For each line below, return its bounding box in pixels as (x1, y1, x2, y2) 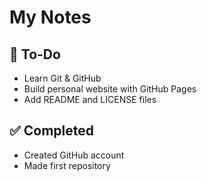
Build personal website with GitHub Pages (23, 83, 197, 95)
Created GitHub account (23, 149, 125, 161)
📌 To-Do (9, 46, 61, 63)
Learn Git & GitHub (23, 72, 102, 84)
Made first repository (23, 159, 111, 171)
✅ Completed (9, 122, 94, 140)
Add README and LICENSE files (23, 94, 157, 105)
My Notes (9, 6, 92, 29)
